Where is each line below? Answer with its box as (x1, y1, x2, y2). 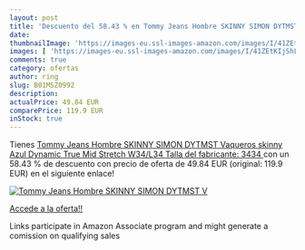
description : (9, 89, 59, 98)
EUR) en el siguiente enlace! (9, 168, 115, 179)
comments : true (9, 55, 67, 64)
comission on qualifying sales (9, 230, 121, 241)
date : (9, 30, 30, 39)
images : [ (9, 47, 47, 56)
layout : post (9, 13, 59, 23)
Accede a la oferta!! (9, 203, 84, 214)
